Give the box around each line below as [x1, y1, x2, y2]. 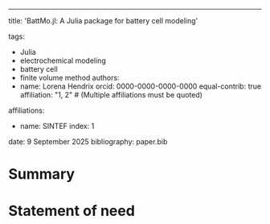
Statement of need [8, 202, 135, 220]
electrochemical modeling [19, 56, 106, 65]
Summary [8, 165, 75, 184]
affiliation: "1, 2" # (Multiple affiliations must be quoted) [19, 90, 203, 99]
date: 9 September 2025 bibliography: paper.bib [8, 137, 168, 146]
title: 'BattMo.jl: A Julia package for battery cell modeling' [8, 16, 198, 25]
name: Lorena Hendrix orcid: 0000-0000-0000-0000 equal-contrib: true [19, 81, 262, 91]
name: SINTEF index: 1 [19, 122, 95, 131]
